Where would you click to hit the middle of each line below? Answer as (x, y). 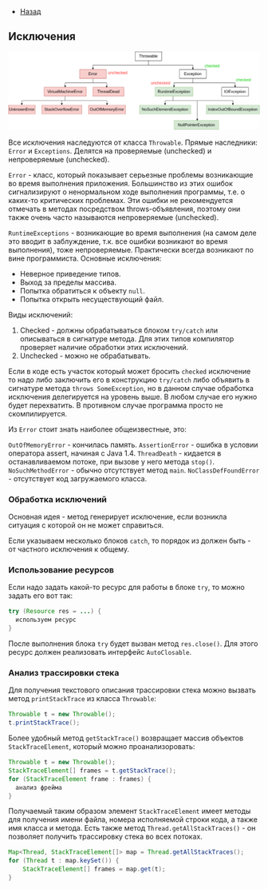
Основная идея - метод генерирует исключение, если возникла (118, 517)
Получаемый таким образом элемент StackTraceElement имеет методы (130, 811)
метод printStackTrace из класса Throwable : (83, 699)
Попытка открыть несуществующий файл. (92, 299)
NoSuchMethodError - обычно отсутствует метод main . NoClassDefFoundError (134, 470)
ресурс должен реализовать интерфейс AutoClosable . (100, 652)
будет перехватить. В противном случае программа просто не (116, 405)
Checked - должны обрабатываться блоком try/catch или (119, 330)
